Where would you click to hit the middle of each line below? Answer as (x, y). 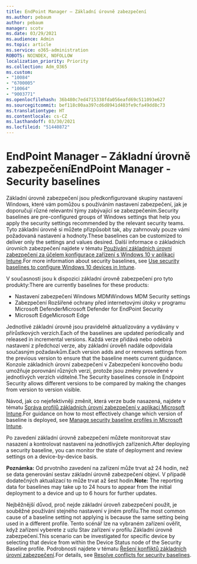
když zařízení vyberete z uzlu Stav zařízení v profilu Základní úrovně (89, 530)
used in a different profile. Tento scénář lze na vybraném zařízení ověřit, (94, 523)
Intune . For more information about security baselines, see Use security (93, 260)
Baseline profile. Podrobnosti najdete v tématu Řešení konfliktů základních (96, 549)
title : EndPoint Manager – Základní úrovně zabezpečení (76, 12)
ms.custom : (20, 72)
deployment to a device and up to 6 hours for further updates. (82, 493)
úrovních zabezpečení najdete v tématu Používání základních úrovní (89, 248)
